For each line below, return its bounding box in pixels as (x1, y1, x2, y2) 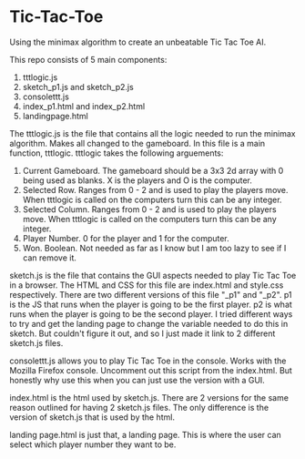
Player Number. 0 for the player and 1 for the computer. (22, 232, 229, 243)
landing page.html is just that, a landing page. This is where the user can (9, 429, 282, 440)
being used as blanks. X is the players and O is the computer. (22, 175, 253, 186)
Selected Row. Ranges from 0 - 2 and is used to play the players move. (22, 184, 289, 195)
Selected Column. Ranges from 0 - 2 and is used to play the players (22, 203, 277, 215)
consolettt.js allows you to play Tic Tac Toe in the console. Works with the (9, 355, 287, 366)
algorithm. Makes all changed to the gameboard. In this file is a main (9, 138, 266, 148)
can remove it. (22, 252, 77, 263)
